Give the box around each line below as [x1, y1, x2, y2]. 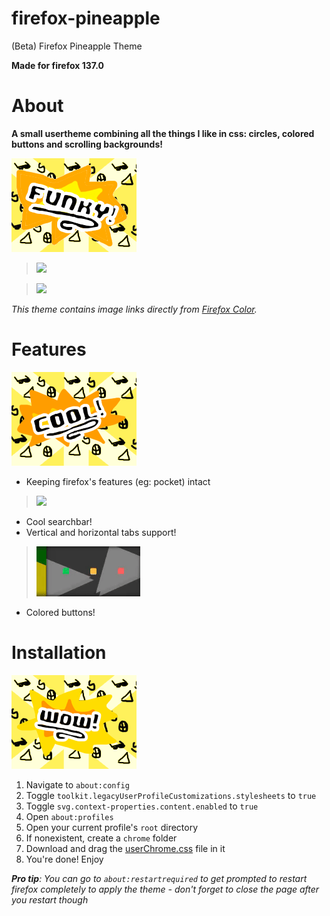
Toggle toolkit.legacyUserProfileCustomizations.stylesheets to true [25, 789, 317, 801]
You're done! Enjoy [25, 853, 104, 865]
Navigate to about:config [25, 778, 130, 791]
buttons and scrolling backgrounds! [11, 138, 163, 150]
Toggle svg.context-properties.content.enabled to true [25, 800, 259, 812]
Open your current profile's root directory [25, 821, 199, 833]
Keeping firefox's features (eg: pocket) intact [25, 475, 211, 487]
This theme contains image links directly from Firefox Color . [11, 303, 258, 315]
